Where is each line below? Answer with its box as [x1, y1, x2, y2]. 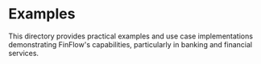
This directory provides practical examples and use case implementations [8, 31, 254, 41]
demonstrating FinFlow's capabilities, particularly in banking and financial [8, 39, 252, 49]
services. [8, 48, 39, 58]
